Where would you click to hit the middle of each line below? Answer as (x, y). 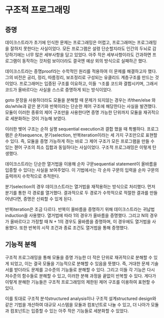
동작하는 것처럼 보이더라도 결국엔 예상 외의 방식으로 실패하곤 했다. (85, 61)
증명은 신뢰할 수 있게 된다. (48, 199)
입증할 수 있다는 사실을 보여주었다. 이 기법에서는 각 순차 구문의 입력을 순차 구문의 (82, 170)
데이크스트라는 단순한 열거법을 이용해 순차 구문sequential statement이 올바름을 (81, 164)
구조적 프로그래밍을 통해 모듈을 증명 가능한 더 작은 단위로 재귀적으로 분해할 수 (79, 257)
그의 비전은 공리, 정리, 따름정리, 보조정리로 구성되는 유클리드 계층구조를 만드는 (80, 77)
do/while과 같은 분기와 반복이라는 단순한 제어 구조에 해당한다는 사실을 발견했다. (81, 106)
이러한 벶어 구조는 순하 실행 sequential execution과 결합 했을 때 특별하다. (75, 129)
